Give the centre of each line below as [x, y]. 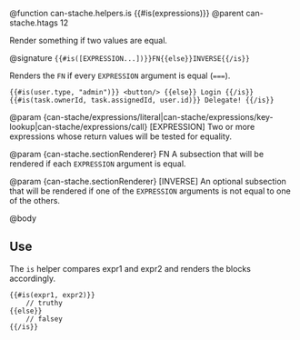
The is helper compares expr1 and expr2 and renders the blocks [130, 268]
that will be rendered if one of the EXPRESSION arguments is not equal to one [150, 191]
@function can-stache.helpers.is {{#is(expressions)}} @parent [127, 13]
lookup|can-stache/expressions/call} [79, 127]
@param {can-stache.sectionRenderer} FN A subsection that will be [137, 154]
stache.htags [34, 23]
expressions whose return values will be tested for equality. [121, 136]
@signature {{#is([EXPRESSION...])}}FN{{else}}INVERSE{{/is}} [130, 58]
